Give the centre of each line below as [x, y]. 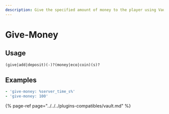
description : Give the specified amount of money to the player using [81, 10]
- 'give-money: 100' [27, 96]
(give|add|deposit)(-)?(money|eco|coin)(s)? [53, 65]
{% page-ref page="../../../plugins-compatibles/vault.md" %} [68, 106]
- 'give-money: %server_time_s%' [40, 92]
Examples [21, 80]
